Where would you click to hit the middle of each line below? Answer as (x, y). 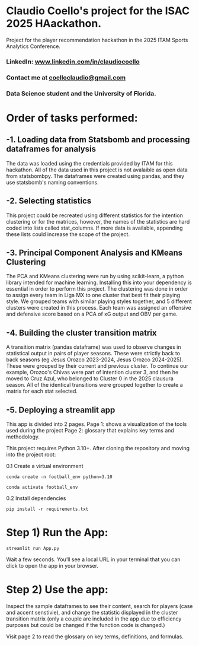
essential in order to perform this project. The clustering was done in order (97, 289)
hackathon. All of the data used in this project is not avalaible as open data (97, 170)
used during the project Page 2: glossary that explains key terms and (90, 430)
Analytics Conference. (33, 46)
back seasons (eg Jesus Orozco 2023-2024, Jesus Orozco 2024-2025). (95, 359)
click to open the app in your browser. (52, 565)
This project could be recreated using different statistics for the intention (95, 215)
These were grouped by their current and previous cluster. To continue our (97, 366)
